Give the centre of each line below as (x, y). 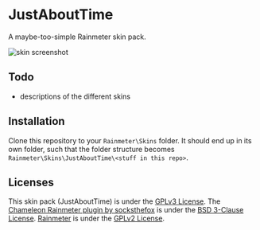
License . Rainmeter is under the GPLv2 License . (87, 218)
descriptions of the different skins (75, 96)
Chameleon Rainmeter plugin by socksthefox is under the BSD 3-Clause (126, 210)
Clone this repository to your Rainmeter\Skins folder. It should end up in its (130, 140)
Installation (37, 121)
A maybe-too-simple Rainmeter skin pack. (78, 37)
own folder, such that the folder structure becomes (91, 149)
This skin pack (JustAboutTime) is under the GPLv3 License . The (114, 201)
